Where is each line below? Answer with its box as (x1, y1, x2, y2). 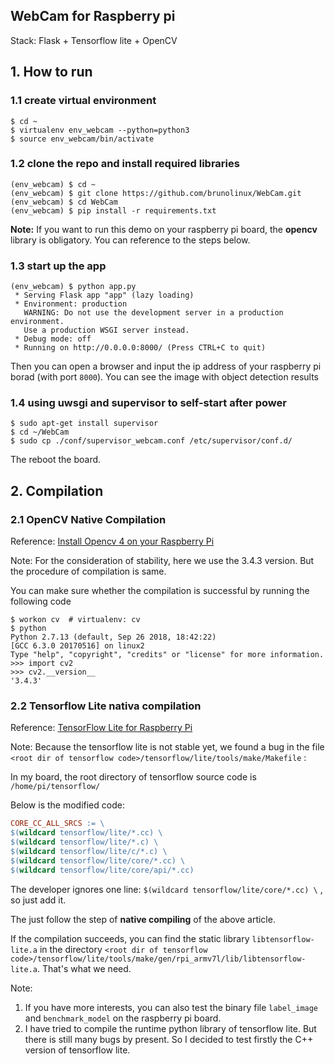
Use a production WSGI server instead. (23, 325, 190, 336)
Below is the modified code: (10, 799, 125, 811)
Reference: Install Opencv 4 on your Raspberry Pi (10, 535, 215, 548)
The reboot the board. (10, 454, 102, 466)
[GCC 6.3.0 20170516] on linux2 (10, 641, 145, 651)
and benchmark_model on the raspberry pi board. (24, 1012, 222, 1024)
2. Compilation (10, 482, 104, 499)
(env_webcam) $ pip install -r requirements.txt (10, 205, 217, 216)
